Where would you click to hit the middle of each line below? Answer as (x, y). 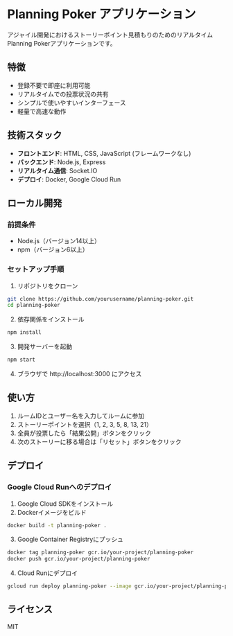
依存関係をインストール (51, 319)
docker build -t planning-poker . (57, 525)
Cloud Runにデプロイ (48, 573)
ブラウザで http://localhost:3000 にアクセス (79, 374)
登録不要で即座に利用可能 (54, 85)
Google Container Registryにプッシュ (70, 539)
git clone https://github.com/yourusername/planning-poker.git (101, 299)
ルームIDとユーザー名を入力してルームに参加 (81, 416)
